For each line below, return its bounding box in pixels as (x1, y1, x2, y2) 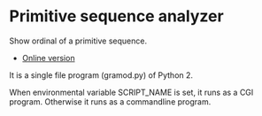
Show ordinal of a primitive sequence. (9, 35, 148, 46)
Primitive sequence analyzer (9, 6, 224, 27)
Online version (21, 52, 75, 63)
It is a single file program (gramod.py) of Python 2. (9, 69, 193, 81)
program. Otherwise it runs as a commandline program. (9, 96, 212, 107)
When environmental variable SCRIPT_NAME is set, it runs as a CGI (9, 87, 254, 97)
